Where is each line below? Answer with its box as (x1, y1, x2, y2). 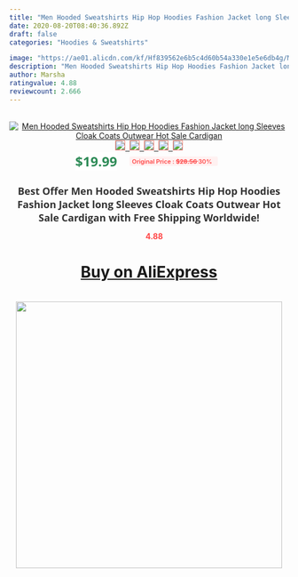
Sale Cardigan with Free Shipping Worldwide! (38, 210, 260, 225)
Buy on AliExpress (80, 262, 218, 283)
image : (9, 54, 34, 63)
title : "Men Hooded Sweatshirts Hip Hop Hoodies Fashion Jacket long (9, 12, 272, 22)
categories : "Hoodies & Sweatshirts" (9, 37, 149, 47)
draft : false (9, 29, 58, 38)
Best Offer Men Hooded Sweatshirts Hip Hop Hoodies (17, 183, 281, 198)
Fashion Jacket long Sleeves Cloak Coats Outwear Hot (17, 196, 281, 212)
